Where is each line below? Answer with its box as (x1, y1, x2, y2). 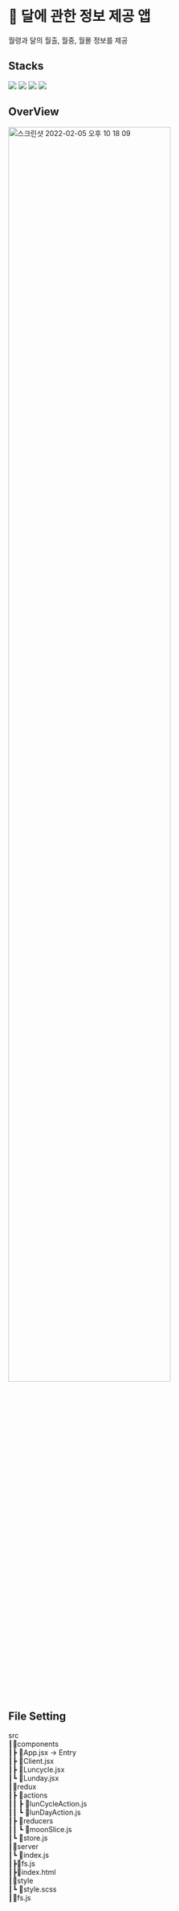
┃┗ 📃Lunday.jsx (8, 1773, 59, 1783)
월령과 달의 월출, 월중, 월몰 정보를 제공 (8, 35, 128, 45)
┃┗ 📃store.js (8, 1833, 48, 1843)
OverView (8, 105, 59, 119)
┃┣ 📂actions (8, 1790, 48, 1800)
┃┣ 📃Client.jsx (8, 1757, 55, 1766)
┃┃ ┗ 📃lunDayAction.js (8, 1807, 82, 1818)
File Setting (8, 1709, 67, 1723)
